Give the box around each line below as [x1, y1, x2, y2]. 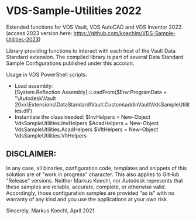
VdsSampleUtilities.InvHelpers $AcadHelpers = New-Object [14, 119, 159, 126]
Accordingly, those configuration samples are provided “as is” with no [6, 189, 174, 197]
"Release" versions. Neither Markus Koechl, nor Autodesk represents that [6, 177, 183, 184]
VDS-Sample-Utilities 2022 [6, 4, 142, 18]
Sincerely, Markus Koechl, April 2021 [6, 207, 95, 214]
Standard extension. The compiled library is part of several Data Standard [6, 53, 184, 60]
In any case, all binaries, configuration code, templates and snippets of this [6, 164, 187, 171]
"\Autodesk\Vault [14, 95, 56, 102]
